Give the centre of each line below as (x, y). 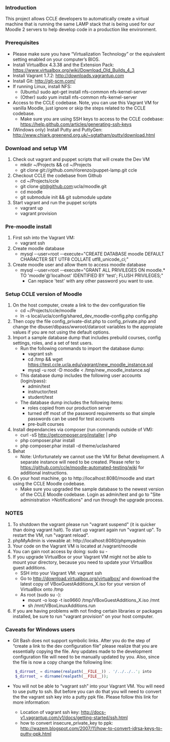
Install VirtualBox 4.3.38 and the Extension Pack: (63, 65)
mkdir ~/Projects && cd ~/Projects (56, 164)
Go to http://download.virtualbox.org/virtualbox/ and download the (90, 578)
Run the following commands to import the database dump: (82, 348)
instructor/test (42, 392)
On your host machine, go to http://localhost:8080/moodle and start (83, 478)
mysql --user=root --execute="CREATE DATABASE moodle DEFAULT (92, 254)
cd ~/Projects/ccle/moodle (48, 311)
